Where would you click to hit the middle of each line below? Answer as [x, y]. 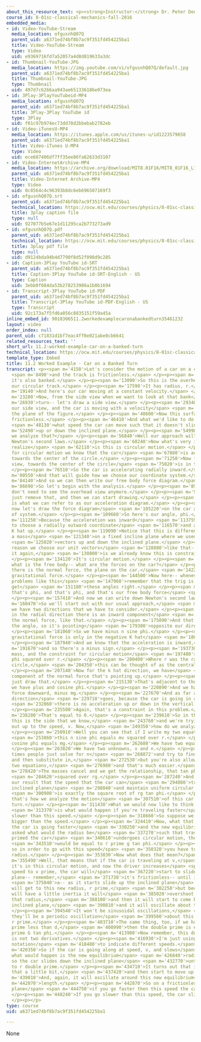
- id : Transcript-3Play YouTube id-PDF [56, 291]
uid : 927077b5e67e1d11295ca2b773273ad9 [61, 224]
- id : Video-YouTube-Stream [41, 29]
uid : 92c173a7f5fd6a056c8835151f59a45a [61, 314]
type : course [22, 1006]
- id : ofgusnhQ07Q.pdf [34, 229]
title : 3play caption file [45, 213]
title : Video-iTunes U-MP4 [45, 146]
